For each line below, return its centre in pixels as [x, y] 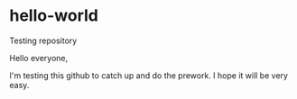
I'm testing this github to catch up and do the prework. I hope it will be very [149, 75]
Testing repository [43, 40]
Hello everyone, [39, 58]
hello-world [54, 16]
